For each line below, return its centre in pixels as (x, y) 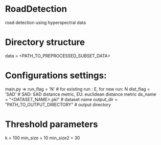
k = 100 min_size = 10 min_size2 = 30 (43, 138)
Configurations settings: (56, 75)
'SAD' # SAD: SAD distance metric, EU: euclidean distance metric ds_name (81, 94)
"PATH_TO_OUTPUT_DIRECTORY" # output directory (58, 104)
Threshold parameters (52, 124)
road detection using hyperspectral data (46, 22)
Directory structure (45, 42)
